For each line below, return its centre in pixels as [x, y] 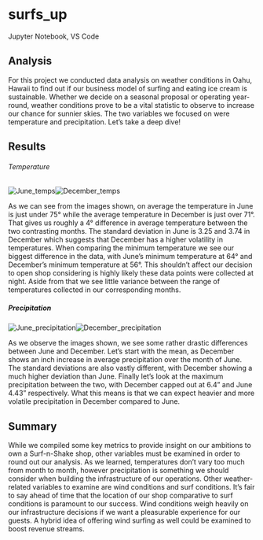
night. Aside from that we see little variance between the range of [114, 282]
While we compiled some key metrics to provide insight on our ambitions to [130, 446]
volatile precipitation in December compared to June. [94, 401]
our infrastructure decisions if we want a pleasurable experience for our [124, 512]
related [20, 487]
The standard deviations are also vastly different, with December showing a [130, 368]
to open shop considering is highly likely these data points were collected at [131, 273]
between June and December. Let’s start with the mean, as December [121, 351]
